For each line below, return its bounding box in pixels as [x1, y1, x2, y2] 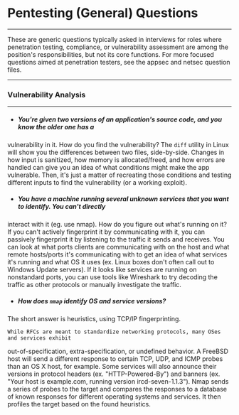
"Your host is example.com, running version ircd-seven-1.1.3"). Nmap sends [7, 377, 229, 386]
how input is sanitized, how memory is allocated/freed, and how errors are [7, 156, 225, 164]
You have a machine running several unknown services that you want [17, 194, 229, 203]
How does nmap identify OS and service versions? [17, 296, 166, 305]
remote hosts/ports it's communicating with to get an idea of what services [7, 250, 228, 259]
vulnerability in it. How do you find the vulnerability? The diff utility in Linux [7, 141, 229, 149]
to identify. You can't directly [17, 202, 106, 210]
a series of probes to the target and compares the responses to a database [7, 385, 228, 394]
